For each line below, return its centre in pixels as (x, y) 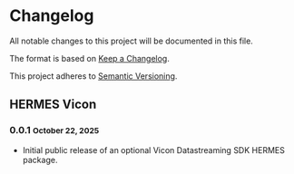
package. (40, 159)
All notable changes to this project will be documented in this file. (132, 41)
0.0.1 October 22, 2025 (54, 130)
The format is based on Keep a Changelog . (89, 58)
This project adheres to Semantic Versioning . (93, 76)
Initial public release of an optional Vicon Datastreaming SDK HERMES (154, 150)
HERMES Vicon (53, 105)
